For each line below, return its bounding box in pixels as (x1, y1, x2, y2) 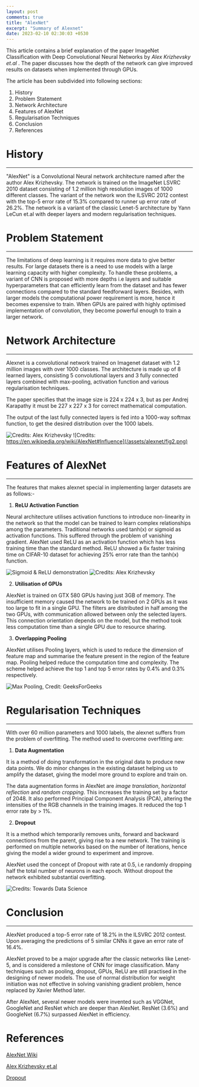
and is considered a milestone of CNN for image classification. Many (11, 961, 179, 968)
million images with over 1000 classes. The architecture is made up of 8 (6, 365, 181, 373)
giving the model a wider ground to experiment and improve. (6, 849, 154, 856)
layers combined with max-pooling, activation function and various (6, 378, 169, 385)
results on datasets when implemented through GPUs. (6, 66, 138, 73)
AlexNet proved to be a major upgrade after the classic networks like (6, 955, 174, 962)
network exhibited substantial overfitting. (6, 873, 107, 881)
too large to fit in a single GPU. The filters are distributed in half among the (6, 604, 188, 611)
